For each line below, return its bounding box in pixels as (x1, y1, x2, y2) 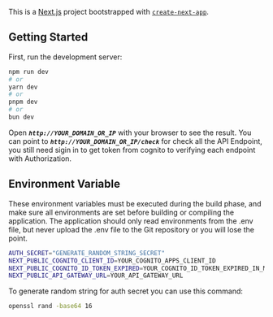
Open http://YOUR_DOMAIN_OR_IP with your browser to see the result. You (8, 128, 252, 137)
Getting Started (8, 30, 89, 44)
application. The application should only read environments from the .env (8, 215, 253, 226)
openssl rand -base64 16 (8, 302, 93, 310)
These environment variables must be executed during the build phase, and (8, 198, 262, 208)
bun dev (8, 113, 35, 121)
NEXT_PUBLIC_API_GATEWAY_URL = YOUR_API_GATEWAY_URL (8, 271, 184, 280)
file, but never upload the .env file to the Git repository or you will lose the (8, 224, 254, 234)
